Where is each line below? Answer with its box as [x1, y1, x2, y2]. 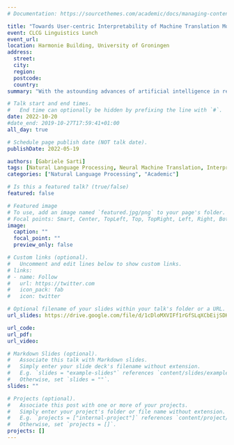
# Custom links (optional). [7, 254, 89, 261]
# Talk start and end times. [7, 100, 92, 107]
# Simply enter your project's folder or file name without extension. [7, 408, 226, 415]
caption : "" [13, 228, 49, 236]
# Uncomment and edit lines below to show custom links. [7, 260, 182, 267]
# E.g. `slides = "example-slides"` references [7, 370, 155, 377]
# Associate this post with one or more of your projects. [7, 402, 189, 409]
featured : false [7, 190, 54, 197]
